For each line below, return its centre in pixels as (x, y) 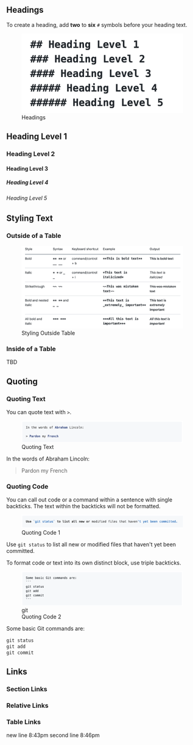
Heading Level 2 (31, 154)
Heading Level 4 (27, 182)
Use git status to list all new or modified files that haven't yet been (91, 544)
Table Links (24, 722)
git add (16, 647)
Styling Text (30, 219)
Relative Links (27, 705)
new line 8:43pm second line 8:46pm (53, 735)
